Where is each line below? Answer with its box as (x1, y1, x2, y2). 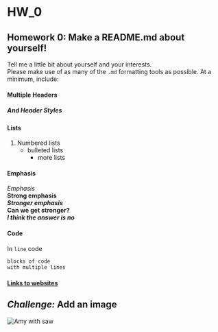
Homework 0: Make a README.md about (7, 32, 185, 43)
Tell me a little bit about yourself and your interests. (7, 60, 152, 69)
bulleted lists (27, 146, 64, 154)
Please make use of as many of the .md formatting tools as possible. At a (7, 68, 212, 75)
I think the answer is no (7, 213, 75, 222)
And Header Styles (7, 106, 62, 115)
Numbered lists (16, 139, 60, 147)
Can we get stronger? (7, 206, 70, 215)
